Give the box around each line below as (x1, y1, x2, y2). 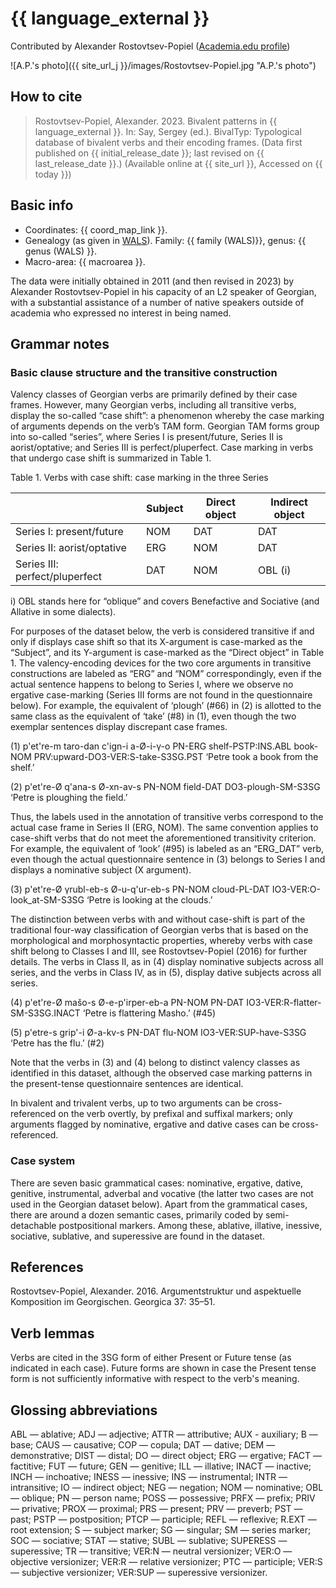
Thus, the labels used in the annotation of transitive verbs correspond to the (10, 811, 324, 823)
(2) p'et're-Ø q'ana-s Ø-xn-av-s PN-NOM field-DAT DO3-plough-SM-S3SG (10, 781, 321, 793)
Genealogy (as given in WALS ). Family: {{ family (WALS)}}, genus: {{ (24, 234, 307, 246)
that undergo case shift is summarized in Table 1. (10, 452, 212, 464)
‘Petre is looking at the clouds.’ (86, 894, 213, 906)
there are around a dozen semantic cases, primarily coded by (10, 1208, 264, 1221)
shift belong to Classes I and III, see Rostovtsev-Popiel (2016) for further (10, 945, 308, 957)
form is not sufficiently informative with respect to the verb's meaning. (10, 1373, 300, 1385)
